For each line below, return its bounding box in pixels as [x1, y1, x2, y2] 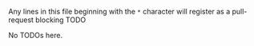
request [8, 15, 34, 25]
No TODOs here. [8, 31, 63, 40]
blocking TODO [35, 15, 87, 25]
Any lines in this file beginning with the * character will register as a [8, 7, 231, 16]
